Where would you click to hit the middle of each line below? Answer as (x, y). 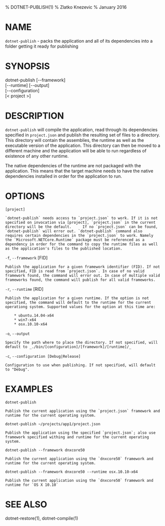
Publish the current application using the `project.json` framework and (83, 411)
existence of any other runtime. (37, 156)
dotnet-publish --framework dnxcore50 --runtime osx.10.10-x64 (72, 472)
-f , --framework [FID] (26, 258)
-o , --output (18, 333)
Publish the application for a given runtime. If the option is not (77, 298)
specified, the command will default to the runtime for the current (78, 302)
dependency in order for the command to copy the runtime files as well (82, 244)
